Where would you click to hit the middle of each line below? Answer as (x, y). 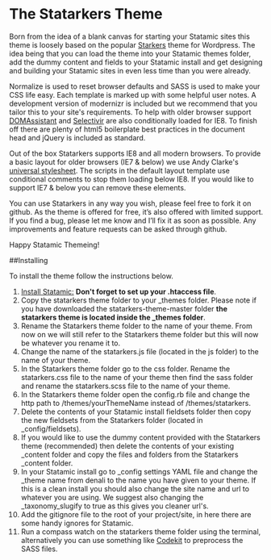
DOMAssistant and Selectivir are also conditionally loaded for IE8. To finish (133, 120)
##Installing (29, 260)
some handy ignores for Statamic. (77, 523)
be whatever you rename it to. (71, 343)
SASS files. (39, 549)
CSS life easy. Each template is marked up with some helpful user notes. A (133, 94)
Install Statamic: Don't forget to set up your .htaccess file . (119, 291)
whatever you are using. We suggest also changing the (112, 497)
